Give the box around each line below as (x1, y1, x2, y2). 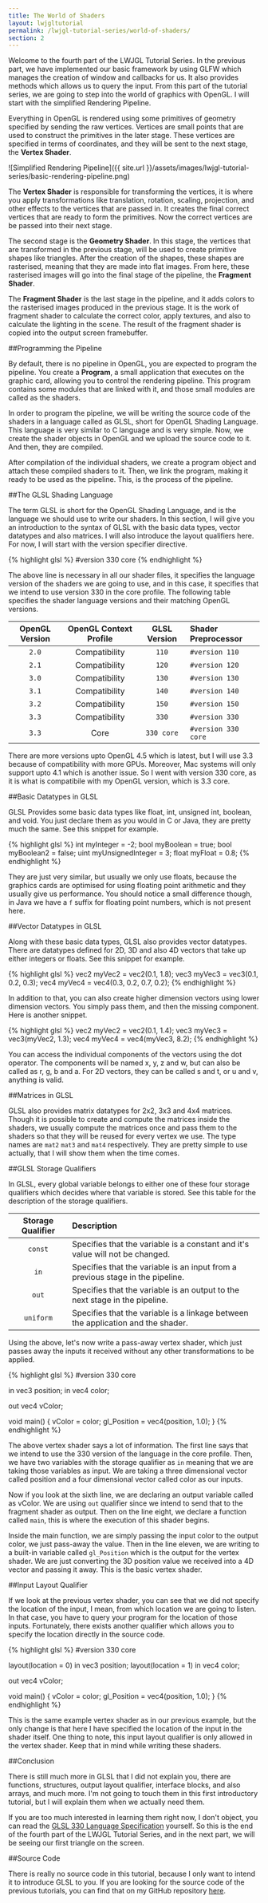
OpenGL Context (67, 623, 133, 634)
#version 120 (190, 661, 239, 670)
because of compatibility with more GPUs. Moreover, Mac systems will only (8, 760, 257, 769)
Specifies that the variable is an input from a (71, 1261, 237, 1273)
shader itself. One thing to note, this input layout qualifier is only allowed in (8, 1732, 253, 1742)
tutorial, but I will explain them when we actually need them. (8, 1797, 205, 1807)
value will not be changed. (71, 1249, 170, 1260)
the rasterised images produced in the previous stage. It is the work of (8, 302, 239, 312)
